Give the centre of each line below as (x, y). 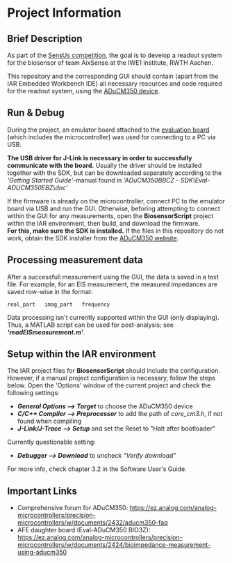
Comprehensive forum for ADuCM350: (73, 508)
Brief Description (45, 39)
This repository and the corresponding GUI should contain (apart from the (113, 76)
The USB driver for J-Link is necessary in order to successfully (100, 157)
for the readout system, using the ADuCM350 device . (84, 91)
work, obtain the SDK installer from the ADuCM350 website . (93, 238)
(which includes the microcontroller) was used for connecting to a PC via (111, 137)
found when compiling (49, 421)
